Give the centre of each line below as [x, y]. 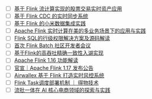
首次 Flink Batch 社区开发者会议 [52, 45]
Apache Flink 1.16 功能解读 [46, 60]
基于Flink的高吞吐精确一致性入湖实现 [59, 53]
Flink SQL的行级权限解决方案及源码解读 [62, 38]
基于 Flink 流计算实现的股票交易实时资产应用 [68, 9]
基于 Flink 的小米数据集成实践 [50, 24]
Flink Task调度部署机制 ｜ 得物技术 [56, 82]
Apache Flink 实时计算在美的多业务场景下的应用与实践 [80, 31]
